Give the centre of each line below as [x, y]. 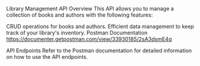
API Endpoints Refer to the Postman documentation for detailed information [99, 51]
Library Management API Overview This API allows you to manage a [90, 9]
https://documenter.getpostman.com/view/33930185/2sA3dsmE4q [89, 39]
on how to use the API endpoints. [47, 57]
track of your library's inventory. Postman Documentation [77, 33]
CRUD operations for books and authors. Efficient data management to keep [100, 26]
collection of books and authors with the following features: [80, 15]
